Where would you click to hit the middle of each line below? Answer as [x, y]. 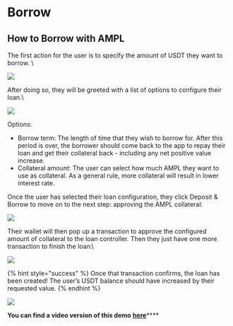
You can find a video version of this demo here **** [83, 315]
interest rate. [36, 183]
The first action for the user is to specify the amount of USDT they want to [115, 55]
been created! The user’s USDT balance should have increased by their [111, 281]
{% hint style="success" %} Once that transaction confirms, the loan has [114, 273]
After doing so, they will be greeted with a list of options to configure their [115, 90]
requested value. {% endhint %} [54, 288]
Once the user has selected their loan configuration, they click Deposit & [113, 197]
